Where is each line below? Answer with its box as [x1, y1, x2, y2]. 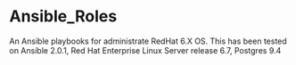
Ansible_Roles [9, 6, 118, 27]
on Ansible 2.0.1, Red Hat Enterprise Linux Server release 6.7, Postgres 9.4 [9, 45, 282, 55]
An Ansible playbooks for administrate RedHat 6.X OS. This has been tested [9, 36, 287, 46]
